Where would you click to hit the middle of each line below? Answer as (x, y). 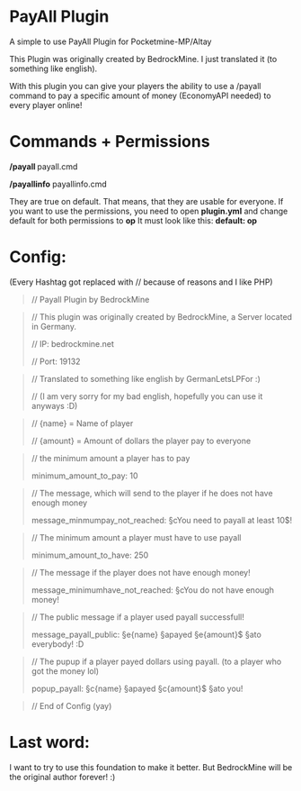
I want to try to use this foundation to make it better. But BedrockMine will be (151, 767)
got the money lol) (65, 671)
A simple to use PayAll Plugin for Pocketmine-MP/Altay (111, 41)
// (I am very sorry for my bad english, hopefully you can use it (147, 396)
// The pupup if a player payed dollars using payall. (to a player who (156, 661)
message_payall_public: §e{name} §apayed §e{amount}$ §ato (146, 634)
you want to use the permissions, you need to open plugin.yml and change (149, 211)
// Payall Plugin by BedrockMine (90, 299)
